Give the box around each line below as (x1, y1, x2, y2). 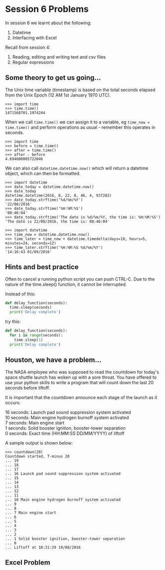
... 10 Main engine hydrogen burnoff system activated (5, 497, 121, 502)
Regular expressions (12, 59, 55, 65)
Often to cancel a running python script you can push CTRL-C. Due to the (5, 276, 155, 282)
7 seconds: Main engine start (5, 420, 64, 426)
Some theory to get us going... (5, 73, 101, 82)
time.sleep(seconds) (9, 305, 52, 310)
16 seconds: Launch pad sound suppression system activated (5, 409, 131, 415)
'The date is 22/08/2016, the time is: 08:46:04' (5, 219, 110, 224)
